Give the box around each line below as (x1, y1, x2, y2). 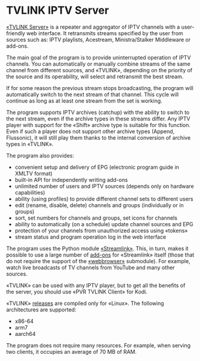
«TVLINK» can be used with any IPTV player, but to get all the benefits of (6, 282, 186, 289)
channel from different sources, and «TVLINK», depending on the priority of (6, 66, 193, 73)
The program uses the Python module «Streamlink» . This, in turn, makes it (6, 245, 189, 252)
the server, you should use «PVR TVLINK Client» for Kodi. (6, 288, 148, 295)
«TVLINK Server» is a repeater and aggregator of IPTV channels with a (6, 23, 180, 30)
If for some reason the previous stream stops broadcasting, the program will (6, 84, 194, 91)
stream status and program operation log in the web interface (14, 233, 167, 240)
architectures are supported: (6, 306, 76, 313)
